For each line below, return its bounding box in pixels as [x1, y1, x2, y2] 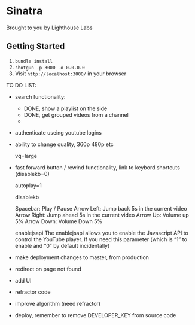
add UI [14, 277, 32, 284]
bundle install [14, 58, 53, 64]
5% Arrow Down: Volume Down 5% [14, 217, 103, 225]
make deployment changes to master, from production [14, 253, 150, 261]
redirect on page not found [14, 265, 82, 272]
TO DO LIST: [6, 81, 37, 89]
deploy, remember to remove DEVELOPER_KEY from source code [14, 311, 176, 318]
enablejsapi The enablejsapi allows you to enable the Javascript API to [14, 229, 188, 236]
